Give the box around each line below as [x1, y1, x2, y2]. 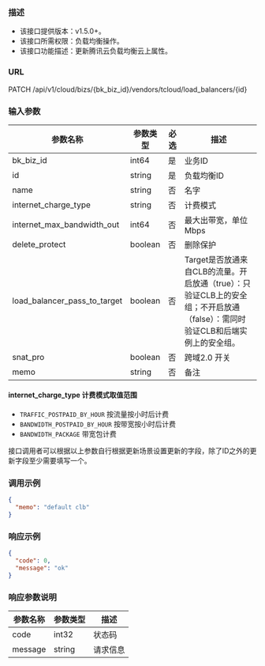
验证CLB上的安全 [184, 289, 248, 301]
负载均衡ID [184, 170, 225, 181]
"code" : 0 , [15, 557, 51, 565]
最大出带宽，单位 [184, 214, 248, 225]
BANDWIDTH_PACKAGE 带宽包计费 [19, 429, 117, 439]
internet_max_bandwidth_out [12, 219, 120, 230]
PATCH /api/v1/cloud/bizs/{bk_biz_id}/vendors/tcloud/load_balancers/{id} [8, 85, 248, 94]
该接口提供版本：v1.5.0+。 [19, 26, 106, 36]
